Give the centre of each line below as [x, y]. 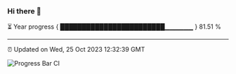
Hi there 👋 [25, 11]
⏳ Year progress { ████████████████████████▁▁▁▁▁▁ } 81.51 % [114, 27]
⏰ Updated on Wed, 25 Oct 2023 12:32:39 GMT [76, 50]
